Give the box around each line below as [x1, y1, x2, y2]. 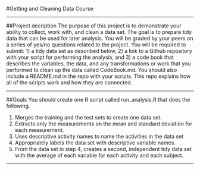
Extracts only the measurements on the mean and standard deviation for [14, 120, 192, 127]
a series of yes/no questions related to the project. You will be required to [6, 41, 186, 48]
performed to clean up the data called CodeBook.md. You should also [6, 67, 177, 73]
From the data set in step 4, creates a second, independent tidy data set [14, 146, 192, 152]
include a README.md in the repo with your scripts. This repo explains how [6, 73, 191, 80]
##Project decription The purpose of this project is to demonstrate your [6, 22, 182, 29]
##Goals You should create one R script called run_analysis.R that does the [6, 96, 190, 103]
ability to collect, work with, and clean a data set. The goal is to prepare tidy [6, 29, 192, 35]
